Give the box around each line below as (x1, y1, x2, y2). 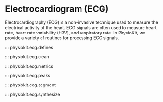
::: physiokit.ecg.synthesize (5, 91, 60, 97)
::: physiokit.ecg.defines (5, 44, 54, 50)
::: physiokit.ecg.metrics (5, 63, 54, 69)
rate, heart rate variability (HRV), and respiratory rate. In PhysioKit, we (5, 30, 145, 35)
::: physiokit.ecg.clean (5, 53, 50, 59)
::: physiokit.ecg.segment (5, 82, 56, 88)
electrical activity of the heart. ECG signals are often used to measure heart (5, 24, 157, 30)
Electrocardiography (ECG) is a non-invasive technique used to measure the (5, 19, 159, 25)
